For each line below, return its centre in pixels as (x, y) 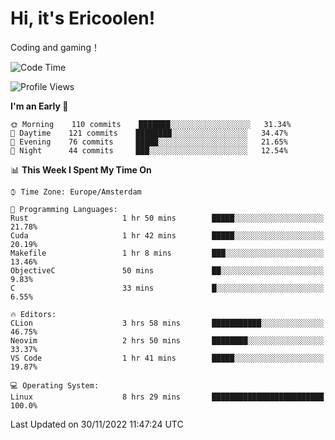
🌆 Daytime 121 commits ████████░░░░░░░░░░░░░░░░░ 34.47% (149, 133)
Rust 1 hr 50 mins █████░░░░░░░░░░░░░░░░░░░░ (167, 218)
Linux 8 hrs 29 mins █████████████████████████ (167, 397)
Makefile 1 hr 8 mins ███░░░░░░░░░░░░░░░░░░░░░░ (167, 253)
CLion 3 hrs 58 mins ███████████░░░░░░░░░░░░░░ (167, 323)
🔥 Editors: (33, 314)
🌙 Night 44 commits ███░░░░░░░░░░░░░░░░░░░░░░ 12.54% (149, 150)
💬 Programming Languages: (64, 209)
